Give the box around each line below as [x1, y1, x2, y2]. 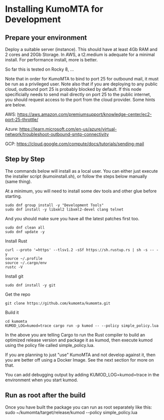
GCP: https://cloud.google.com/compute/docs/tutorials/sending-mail [5, 141, 144, 147]
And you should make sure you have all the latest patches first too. [5, 215, 140, 221]
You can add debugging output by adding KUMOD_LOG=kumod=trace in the [5, 371, 160, 377]
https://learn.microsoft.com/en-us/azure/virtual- [19, 126, 117, 132]
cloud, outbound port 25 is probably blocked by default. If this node [5, 86, 142, 92]
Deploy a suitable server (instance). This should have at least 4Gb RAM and [5, 47, 158, 52]
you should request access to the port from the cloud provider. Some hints [5, 97, 155, 103]
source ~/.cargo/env [5, 260, 47, 265]
